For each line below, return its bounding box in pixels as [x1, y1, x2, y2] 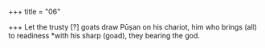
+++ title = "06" [8, 7, 61, 16]
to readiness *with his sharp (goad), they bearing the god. [8, 31, 201, 40]
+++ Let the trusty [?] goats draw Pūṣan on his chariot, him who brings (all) [8, 22, 258, 31]
